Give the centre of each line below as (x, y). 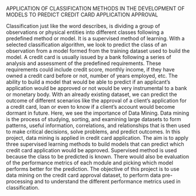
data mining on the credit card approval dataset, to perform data (83, 175)
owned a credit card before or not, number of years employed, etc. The (92, 76)
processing (20, 181)
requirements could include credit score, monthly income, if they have (90, 69)
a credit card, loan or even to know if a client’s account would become (91, 107)
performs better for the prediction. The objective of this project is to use (93, 169)
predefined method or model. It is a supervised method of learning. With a (95, 38)
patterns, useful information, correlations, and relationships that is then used (98, 125)
